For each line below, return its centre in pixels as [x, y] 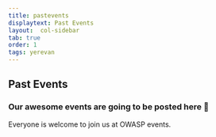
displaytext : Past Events [51, 23]
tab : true [25, 38]
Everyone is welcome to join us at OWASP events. [90, 124]
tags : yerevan [32, 52]
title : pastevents [39, 15]
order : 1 [23, 45]
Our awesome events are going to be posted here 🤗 [108, 107]
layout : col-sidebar [44, 30]
